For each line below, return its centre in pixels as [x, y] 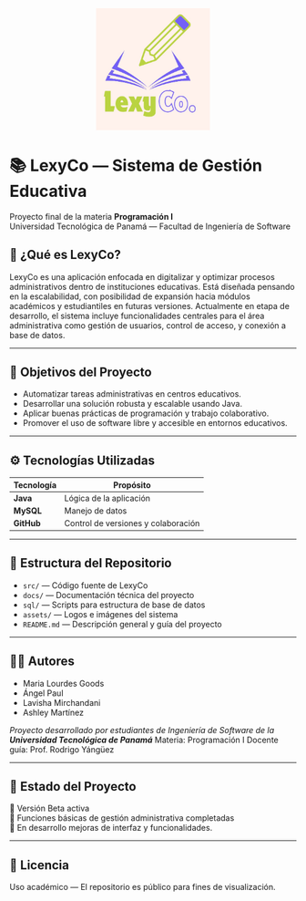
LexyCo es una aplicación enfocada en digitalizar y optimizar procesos [142, 276]
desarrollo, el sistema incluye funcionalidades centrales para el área [137, 316]
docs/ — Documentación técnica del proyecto [108, 595]
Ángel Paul [43, 693]
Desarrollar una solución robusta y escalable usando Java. [133, 404]
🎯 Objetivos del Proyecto [81, 372]
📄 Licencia [40, 865]
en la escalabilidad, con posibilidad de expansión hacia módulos [130, 296]
